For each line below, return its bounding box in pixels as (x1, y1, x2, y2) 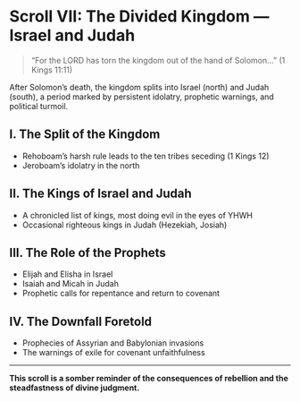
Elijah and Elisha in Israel (21, 269, 113, 279)
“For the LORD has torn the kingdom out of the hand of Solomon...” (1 (30, 55, 286, 65)
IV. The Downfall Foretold (9, 313, 153, 329)
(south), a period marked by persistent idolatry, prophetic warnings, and (9, 91, 274, 102)
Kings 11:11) (30, 64, 73, 75)
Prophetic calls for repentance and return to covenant (21, 288, 221, 299)
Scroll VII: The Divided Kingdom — (9, 6, 270, 27)
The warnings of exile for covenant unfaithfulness (21, 347, 205, 358)
